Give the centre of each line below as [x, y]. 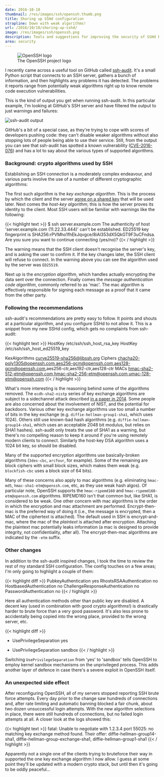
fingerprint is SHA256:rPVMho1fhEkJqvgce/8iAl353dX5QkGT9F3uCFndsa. [80, 235]
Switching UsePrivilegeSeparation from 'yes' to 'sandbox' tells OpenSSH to [81, 659]
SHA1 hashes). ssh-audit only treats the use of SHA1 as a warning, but [75, 430]
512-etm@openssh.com [29, 374]
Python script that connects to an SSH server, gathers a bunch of [71, 75]
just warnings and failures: [32, 111]
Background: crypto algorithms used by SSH [59, 163]
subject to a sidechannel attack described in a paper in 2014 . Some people [80, 399]
